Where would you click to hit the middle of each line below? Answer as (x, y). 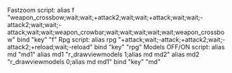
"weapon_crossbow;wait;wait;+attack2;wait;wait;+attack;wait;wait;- (105, 17)
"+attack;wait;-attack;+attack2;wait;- (172, 40)
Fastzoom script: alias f (41, 10)
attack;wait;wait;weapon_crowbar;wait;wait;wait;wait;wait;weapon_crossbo (116, 32)
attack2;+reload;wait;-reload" (50, 47)
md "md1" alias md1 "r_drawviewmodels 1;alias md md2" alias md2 (103, 54)
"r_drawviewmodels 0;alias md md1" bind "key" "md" (84, 62)
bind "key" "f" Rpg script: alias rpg (67, 40)
